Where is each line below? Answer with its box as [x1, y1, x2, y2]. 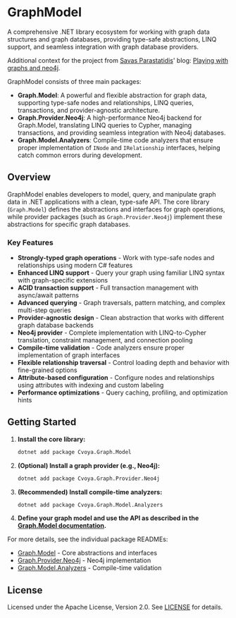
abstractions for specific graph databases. [7, 220, 130, 228]
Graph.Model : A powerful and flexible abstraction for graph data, [17, 91, 207, 99]
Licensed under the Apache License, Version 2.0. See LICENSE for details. [7, 603, 223, 612]
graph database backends [17, 321, 94, 330]
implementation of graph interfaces [17, 351, 120, 359]
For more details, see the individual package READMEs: [7, 535, 168, 543]
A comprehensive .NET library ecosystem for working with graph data [7, 27, 210, 36]
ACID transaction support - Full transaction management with [17, 283, 199, 292]
